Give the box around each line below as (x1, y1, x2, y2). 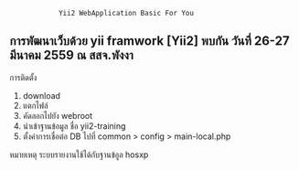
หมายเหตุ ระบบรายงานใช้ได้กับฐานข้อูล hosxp (9, 149, 149, 160)
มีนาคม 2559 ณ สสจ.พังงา (9, 48, 134, 63)
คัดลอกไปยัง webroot (22, 110, 93, 121)
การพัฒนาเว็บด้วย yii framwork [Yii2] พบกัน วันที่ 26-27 (9, 33, 290, 49)
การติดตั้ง (9, 71, 37, 82)
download (22, 90, 61, 101)
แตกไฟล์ (22, 100, 48, 111)
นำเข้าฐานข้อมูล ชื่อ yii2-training (22, 120, 126, 132)
